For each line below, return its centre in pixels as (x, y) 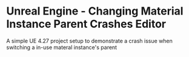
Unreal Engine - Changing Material (95, 11)
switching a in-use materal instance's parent (61, 47)
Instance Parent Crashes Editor (86, 24)
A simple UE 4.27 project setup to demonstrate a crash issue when (89, 41)
